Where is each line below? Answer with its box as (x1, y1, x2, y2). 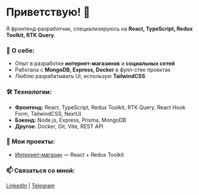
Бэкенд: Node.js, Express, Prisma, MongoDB (14, 116, 126, 123)
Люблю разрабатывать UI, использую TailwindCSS (14, 73, 145, 80)
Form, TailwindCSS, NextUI (14, 110, 82, 117)
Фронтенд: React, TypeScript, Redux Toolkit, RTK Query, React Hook (14, 104, 186, 111)
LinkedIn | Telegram (6, 182, 55, 190)
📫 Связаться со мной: (6, 166, 76, 175)
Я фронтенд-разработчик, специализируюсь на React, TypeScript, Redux (6, 25, 193, 32)
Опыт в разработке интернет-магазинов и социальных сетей (14, 60, 175, 67)
